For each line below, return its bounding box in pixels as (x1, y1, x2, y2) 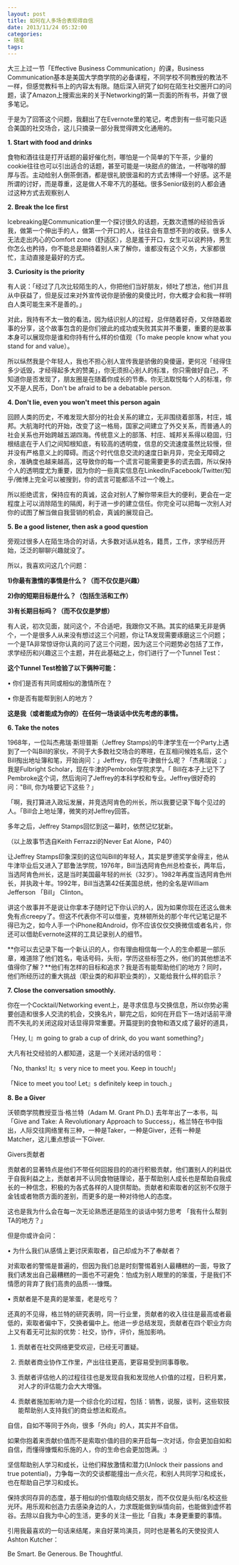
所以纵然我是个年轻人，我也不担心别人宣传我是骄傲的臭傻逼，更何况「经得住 (7, 357, 232, 365)
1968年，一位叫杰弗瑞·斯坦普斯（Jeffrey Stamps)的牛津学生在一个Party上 (7, 738, 223, 746)
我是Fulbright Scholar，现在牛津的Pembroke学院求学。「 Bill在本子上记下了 (7, 765, 225, 773)
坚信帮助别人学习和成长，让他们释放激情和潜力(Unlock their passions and (7, 1460, 223, 1469)
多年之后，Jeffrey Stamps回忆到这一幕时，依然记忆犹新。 (7, 822, 177, 830)
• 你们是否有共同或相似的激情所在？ (7, 679, 112, 687)
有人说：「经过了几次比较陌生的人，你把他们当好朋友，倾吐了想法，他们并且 (7, 282, 229, 290)
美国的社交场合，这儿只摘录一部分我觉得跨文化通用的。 (13, 124, 176, 132)
